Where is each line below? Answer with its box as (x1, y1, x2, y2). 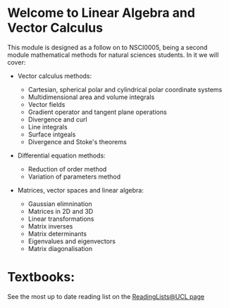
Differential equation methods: (17, 151, 106, 160)
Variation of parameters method (27, 172, 121, 181)
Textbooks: (7, 269, 75, 285)
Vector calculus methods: (17, 72, 92, 80)
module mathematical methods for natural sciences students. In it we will (7, 51, 219, 59)
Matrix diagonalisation (27, 244, 93, 252)
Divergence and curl (27, 115, 87, 124)
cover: (7, 58, 26, 66)
